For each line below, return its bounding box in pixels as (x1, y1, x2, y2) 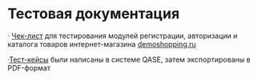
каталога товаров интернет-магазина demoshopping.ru (7, 39, 197, 48)
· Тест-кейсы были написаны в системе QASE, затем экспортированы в (7, 55, 251, 64)
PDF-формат (7, 63, 51, 72)
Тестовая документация (7, 5, 180, 23)
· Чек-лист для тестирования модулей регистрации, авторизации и (7, 31, 238, 40)
